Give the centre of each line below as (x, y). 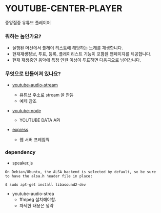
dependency (20, 152)
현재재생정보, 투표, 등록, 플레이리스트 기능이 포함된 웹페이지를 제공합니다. (82, 54)
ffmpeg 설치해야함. (38, 199)
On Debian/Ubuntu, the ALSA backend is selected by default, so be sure (80, 172)
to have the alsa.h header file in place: (49, 176)
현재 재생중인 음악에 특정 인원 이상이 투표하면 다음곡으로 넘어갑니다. (77, 60)
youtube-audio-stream (35, 85)
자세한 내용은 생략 (36, 205)
